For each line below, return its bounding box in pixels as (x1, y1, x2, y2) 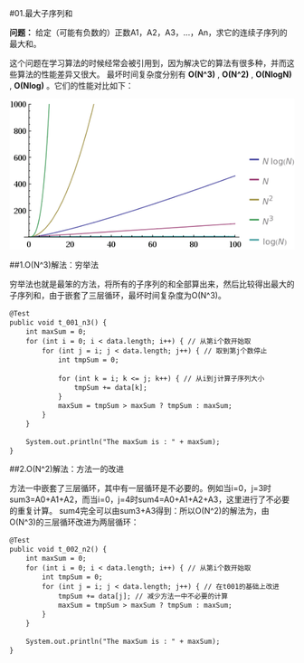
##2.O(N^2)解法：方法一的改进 (9, 464, 125, 475)
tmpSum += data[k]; (73, 384, 147, 393)
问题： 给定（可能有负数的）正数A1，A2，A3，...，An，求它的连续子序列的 (9, 27, 288, 38)
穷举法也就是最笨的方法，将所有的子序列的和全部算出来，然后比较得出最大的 (9, 279, 295, 289)
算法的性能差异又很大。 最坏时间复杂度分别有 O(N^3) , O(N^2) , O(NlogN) (16, 69, 292, 80)
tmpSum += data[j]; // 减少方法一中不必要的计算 (57, 592, 229, 601)
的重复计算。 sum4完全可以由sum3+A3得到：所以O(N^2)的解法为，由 (9, 506, 270, 516)
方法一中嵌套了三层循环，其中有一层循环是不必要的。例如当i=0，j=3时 (9, 483, 271, 494)
